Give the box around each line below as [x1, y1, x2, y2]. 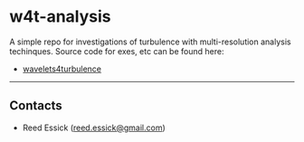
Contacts [9, 98, 63, 114]
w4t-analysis [9, 6, 111, 27]
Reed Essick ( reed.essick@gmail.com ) [22, 122, 166, 133]
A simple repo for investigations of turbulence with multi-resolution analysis [9, 36, 291, 47]
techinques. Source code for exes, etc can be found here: [9, 45, 224, 56]
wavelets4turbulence [22, 63, 102, 74]
